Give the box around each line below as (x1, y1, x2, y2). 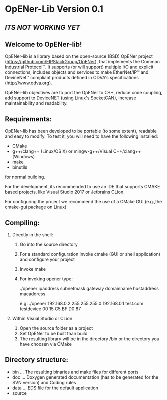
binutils (12, 164, 28, 170)
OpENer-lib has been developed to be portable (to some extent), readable (5, 128, 157, 134)
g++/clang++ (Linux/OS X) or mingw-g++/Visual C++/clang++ (12, 148, 141, 154)
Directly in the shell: (12, 232, 53, 238)
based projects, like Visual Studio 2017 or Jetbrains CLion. (5, 189, 125, 195)
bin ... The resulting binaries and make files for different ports (12, 369, 139, 375)
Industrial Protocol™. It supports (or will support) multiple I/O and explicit (5, 64, 154, 70)
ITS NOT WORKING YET (5, 23, 81, 32)
